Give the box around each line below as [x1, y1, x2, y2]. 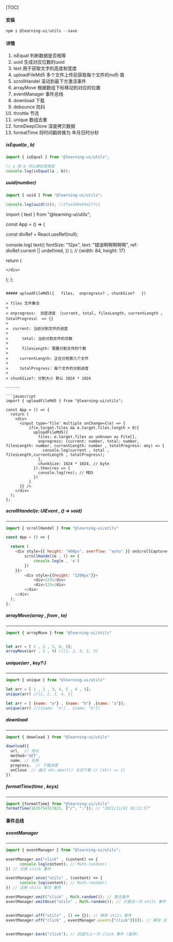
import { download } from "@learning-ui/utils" [6, 734, 110, 740]
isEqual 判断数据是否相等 [13, 52, 66, 59]
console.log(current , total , [42, 448, 110, 453]
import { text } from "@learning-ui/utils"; [6, 211, 91, 217]
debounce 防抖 [13, 104, 46, 110]
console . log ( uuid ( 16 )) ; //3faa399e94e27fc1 [6, 202, 101, 207]
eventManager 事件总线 [13, 91, 64, 97]
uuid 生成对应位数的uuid [13, 59, 65, 65]
